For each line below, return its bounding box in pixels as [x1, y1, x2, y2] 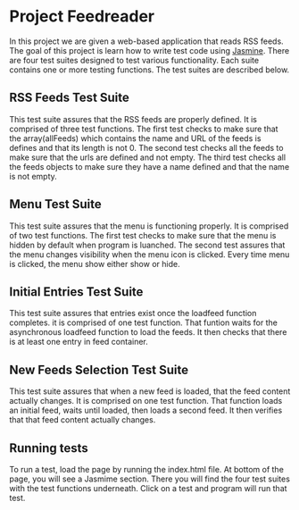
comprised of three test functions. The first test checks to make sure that [9, 123, 278, 134]
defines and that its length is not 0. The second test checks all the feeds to [9, 142, 284, 153]
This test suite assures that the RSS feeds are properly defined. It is [9, 113, 257, 124]
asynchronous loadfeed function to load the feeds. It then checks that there [9, 327, 287, 338]
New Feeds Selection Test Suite [9, 362, 189, 377]
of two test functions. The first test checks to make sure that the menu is [9, 230, 277, 240]
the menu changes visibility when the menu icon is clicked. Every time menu [9, 248, 290, 260]
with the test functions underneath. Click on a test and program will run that [9, 483, 287, 493]
